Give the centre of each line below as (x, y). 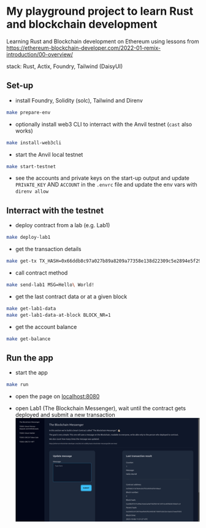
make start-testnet (31, 166)
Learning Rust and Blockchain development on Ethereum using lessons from (103, 41)
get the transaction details (48, 249)
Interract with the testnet (55, 210)
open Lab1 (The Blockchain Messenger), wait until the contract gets (100, 408)
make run (17, 385)
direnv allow (32, 192)
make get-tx (21, 261)
